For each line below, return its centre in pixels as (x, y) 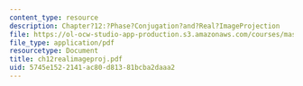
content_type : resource (54, 17)
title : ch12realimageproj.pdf (66, 59)
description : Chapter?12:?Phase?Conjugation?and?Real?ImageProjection (145, 26)
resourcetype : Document (54, 51)
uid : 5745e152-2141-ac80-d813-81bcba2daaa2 (92, 68)
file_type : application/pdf (62, 43)
